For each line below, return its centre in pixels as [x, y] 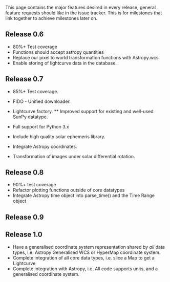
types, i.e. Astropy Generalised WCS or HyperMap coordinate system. [87, 252]
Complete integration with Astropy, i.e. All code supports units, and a [85, 269]
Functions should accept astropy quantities [58, 52]
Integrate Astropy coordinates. [45, 146]
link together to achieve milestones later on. [51, 18]
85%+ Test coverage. [36, 91]
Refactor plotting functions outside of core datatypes [69, 190]
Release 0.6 [25, 35]
